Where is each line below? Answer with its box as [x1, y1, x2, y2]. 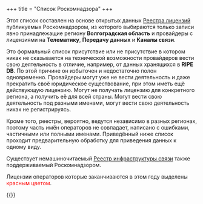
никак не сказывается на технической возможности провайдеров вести [6, 54, 195, 61]
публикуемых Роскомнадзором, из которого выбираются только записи [6, 24, 195, 30]
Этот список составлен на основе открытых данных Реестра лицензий [6, 17, 191, 24]
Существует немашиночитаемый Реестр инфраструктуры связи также [6, 155, 191, 162]
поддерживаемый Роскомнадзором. [6, 162, 102, 168]
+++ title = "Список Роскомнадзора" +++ [6, 5, 113, 12]
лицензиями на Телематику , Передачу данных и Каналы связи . [6, 36, 176, 43]
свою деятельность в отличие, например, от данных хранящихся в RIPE [6, 61, 194, 68]
